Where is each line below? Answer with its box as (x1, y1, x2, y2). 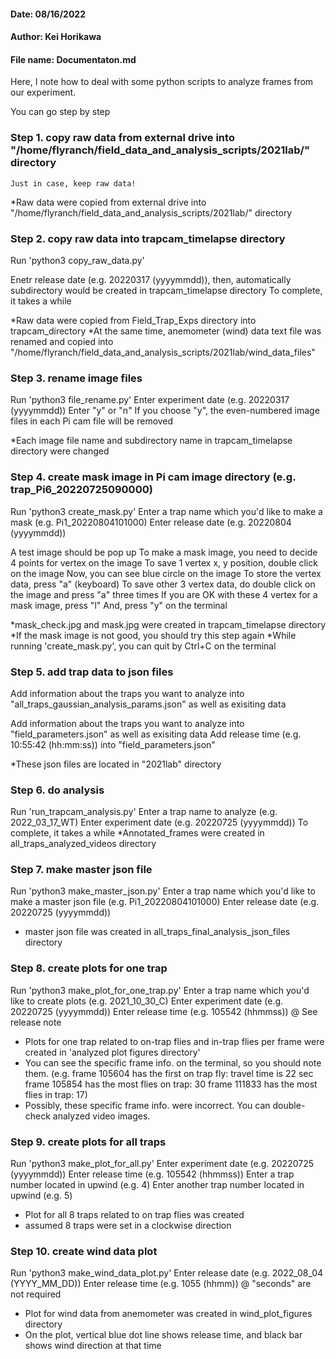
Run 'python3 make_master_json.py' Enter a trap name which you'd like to (10, 885, 316, 897)
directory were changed (10, 445, 110, 457)
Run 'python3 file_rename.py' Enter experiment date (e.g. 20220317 (10, 394, 290, 406)
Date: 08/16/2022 (10, 8, 87, 20)
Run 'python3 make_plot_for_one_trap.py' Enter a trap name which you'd (10, 984, 310, 996)
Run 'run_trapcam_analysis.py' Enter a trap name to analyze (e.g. (10, 806, 278, 818)
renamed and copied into (10, 335, 114, 347)
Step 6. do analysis (10, 783, 105, 797)
